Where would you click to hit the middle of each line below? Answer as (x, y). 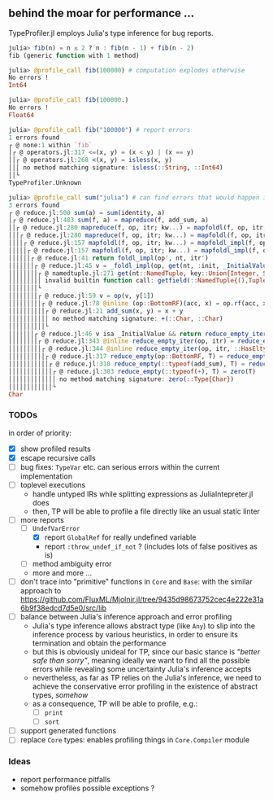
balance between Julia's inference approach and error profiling (126, 617)
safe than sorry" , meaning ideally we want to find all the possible (141, 661)
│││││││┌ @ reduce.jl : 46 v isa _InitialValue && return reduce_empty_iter (138, 334)
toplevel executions (53, 484)
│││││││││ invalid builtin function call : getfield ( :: (103, 281)
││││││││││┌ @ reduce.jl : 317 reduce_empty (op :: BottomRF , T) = (116, 357)
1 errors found (34, 138)
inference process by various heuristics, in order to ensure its (135, 635)
